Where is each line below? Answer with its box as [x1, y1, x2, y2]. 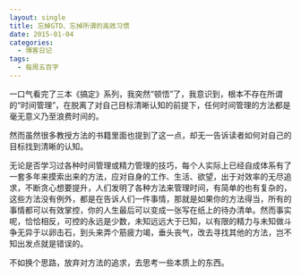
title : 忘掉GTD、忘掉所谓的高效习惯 [9, 21, 130, 30]
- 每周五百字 [17, 63, 60, 72]
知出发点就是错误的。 [9, 238, 88, 248]
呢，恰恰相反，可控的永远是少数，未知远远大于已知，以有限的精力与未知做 [9, 215, 284, 226]
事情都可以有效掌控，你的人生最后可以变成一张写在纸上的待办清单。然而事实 [9, 205, 292, 215]
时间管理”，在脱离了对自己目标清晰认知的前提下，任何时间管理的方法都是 [21, 99, 291, 110]
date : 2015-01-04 [9, 29, 74, 38]
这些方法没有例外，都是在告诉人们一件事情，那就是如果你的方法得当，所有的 [9, 193, 292, 204]
